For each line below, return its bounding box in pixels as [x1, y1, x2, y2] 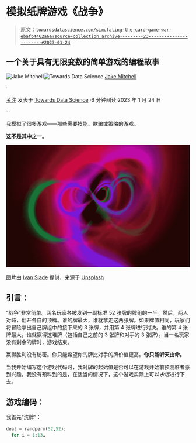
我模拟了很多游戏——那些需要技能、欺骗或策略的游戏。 [6, 120, 139, 127]
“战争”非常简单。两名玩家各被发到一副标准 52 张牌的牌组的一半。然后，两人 [6, 310, 188, 317]
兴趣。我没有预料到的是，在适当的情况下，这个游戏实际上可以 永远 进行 [10, 371, 180, 378]
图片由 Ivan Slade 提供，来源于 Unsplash [6, 274, 104, 281]
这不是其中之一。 [6, 132, 47, 139]
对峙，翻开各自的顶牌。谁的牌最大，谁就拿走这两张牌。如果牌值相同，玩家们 [6, 317, 190, 324]
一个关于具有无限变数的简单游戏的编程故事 [6, 57, 159, 67]
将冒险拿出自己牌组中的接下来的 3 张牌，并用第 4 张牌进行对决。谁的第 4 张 [6, 324, 188, 331]
